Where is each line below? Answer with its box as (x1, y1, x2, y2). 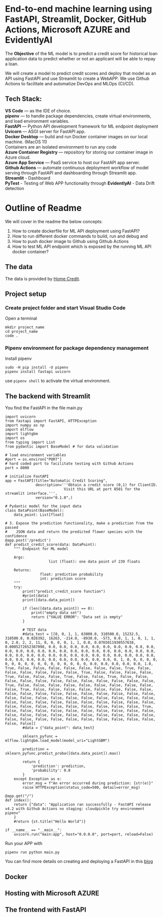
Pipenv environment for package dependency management (5, 345, 149, 352)
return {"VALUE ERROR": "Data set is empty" (31, 615, 123, 619)
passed (5, 525, 18, 530)
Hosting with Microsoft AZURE (5, 889, 100, 898)
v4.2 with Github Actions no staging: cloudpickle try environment (5, 806, 145, 811)
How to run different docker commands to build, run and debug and (12, 233, 148, 239)
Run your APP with (5, 841, 43, 846)
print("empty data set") (31, 610, 82, 616)
